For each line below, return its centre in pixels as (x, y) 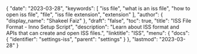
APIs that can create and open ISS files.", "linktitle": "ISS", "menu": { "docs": (98, 33)
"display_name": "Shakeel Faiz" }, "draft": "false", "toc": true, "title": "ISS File (99, 21)
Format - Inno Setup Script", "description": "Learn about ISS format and (93, 27)
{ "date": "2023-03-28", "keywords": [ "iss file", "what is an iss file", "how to (98, 8)
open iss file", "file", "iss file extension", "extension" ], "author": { (85, 15)
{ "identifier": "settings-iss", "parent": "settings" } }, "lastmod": (82, 39)
